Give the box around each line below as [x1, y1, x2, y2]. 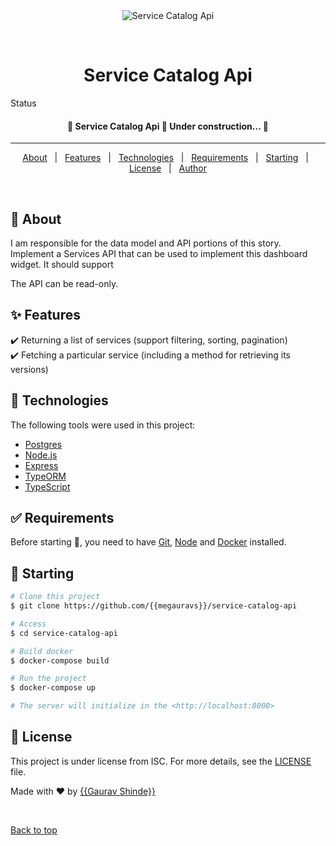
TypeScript [24, 480, 71, 493]
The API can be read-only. [10, 277, 119, 289]
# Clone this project [10, 592, 101, 602]
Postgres [24, 438, 63, 450]
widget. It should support [10, 258, 114, 270]
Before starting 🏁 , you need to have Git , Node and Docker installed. [10, 536, 287, 548]
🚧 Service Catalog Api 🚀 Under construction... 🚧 [67, 120, 269, 132]
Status [10, 97, 37, 109]
